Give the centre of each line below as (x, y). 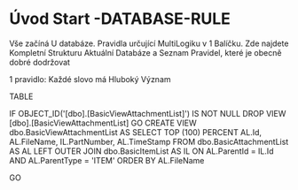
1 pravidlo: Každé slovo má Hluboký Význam (90, 79)
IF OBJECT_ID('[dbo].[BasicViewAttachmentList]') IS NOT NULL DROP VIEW (148, 113)
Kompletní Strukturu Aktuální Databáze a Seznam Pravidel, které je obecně (145, 52)
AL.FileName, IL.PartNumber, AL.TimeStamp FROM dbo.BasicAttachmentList (149, 141)
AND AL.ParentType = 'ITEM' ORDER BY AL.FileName (107, 160)
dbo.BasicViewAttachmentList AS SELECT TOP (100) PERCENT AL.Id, (136, 132)
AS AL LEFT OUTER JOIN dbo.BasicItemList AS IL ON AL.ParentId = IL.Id (141, 151)
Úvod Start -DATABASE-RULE (120, 19)
